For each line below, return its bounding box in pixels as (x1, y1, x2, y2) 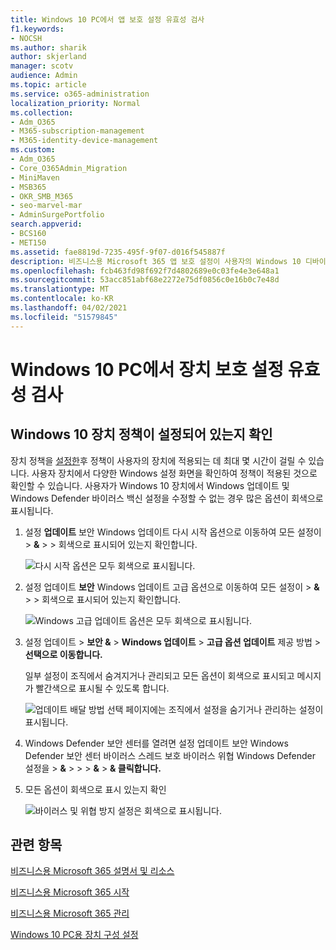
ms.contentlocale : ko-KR (10, 294, 114, 304)
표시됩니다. (10, 504, 54, 516)
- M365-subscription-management (10, 126, 145, 136)
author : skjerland (10, 52, 87, 62)
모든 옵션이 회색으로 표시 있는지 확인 (24, 783, 167, 795)
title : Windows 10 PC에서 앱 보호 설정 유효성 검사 (10, 14, 205, 25)
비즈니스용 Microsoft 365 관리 (10, 907, 130, 920)
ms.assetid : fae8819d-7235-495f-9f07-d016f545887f (10, 247, 226, 257)
